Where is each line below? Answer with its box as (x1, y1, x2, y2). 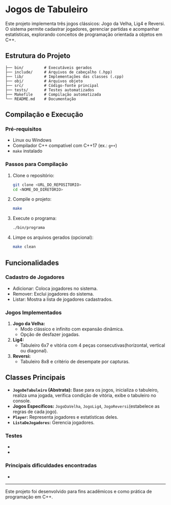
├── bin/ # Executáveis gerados (5, 65, 93, 70)
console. (12, 397, 31, 404)
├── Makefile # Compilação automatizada (5, 92, 101, 97)
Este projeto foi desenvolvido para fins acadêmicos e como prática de (5, 488, 152, 494)
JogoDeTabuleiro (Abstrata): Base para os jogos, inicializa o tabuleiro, (12, 387, 159, 393)
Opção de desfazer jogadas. (20, 331, 80, 338)
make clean (12, 244, 36, 250)
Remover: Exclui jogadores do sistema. (12, 291, 94, 297)
